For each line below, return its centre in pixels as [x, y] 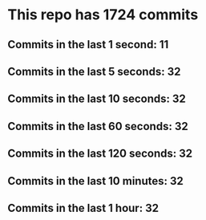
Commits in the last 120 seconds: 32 [100, 154]
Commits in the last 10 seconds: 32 [97, 99]
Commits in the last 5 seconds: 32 [94, 71]
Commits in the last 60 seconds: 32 [98, 126]
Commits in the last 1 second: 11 [88, 45]
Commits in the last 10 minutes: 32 [95, 181]
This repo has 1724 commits [103, 15]
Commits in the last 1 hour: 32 [83, 208]
